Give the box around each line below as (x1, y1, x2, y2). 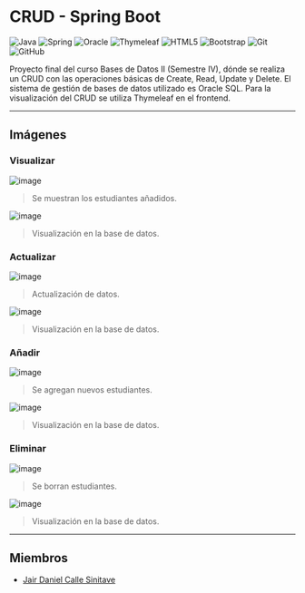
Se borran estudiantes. (31, 481, 118, 491)
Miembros (9, 550, 68, 566)
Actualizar (9, 250, 56, 263)
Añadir (9, 346, 41, 359)
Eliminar (9, 442, 47, 455)
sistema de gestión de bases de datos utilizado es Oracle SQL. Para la (9, 83, 271, 93)
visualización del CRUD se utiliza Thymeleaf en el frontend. (9, 92, 231, 103)
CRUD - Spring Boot (9, 6, 162, 27)
